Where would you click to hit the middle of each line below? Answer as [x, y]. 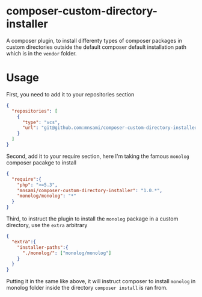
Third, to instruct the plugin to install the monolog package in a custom [92, 219]
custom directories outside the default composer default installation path [96, 47]
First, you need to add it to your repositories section [70, 94]
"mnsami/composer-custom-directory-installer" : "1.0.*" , [90, 190]
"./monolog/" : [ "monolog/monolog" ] [67, 253]
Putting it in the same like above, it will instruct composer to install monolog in [101, 281]
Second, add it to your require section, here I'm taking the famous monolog [98, 156]
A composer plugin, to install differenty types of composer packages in [94, 40]
